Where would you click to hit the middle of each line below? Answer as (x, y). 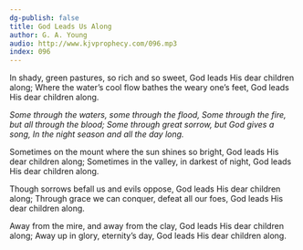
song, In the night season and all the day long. (97, 134)
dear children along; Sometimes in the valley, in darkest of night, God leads (151, 161)
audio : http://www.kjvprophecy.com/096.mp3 (94, 43)
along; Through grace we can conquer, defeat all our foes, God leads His (146, 199)
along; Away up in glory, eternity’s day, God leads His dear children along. (148, 236)
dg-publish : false (44, 18)
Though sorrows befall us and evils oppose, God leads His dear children (145, 189)
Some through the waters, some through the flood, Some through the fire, (148, 115)
